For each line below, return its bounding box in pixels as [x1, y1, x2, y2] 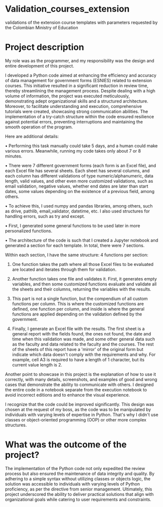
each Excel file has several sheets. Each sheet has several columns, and [5, 168, 150, 174]
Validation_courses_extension [5, 3, 130, 15]
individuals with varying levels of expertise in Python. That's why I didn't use [5, 412, 159, 418]
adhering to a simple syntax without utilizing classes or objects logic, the [5, 475, 151, 482]
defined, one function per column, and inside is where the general [12, 306, 145, 312]
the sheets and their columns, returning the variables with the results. [12, 286, 152, 292]
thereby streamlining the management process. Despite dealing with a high [5, 87, 156, 93]
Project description [5, 42, 84, 53]
